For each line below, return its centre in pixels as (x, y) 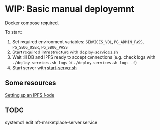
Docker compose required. (32, 23)
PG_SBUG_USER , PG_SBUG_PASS (40, 47)
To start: (13, 32)
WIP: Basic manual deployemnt (70, 9)
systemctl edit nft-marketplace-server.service (51, 122)
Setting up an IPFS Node (30, 95)
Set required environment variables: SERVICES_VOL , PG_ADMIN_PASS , (78, 41)
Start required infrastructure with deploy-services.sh (65, 52)
